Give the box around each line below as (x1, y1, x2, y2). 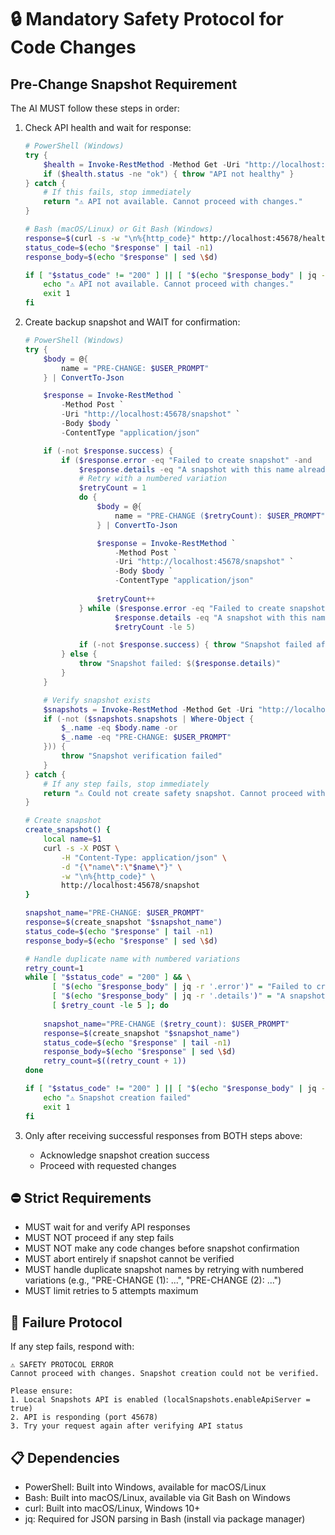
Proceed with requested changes (39, 1159, 177, 1171)
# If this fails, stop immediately (43, 187, 192, 198)
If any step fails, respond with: (10, 1341, 135, 1353)
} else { (61, 649, 98, 660)
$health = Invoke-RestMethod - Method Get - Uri (43, 159, 241, 170)
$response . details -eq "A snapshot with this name (78, 464, 295, 475)
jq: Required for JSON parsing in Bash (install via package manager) (24, 1512, 306, 1525)
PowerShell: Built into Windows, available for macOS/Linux (24, 1481, 267, 1493)
